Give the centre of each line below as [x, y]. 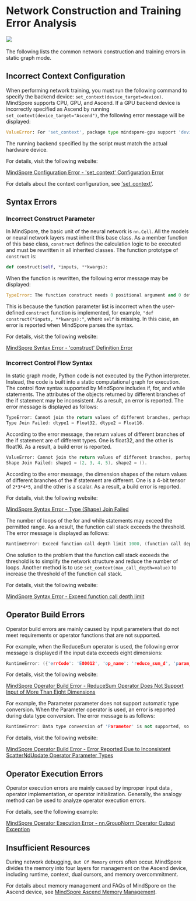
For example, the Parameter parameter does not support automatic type [92, 704]
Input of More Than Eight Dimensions [51, 692]
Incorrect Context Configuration [66, 76]
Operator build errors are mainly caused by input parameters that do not [93, 629]
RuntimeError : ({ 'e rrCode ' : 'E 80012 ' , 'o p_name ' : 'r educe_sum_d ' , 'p [92, 663]
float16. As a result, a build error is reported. [59, 447]
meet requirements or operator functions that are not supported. [83, 635]
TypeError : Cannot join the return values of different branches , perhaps [99, 418]
